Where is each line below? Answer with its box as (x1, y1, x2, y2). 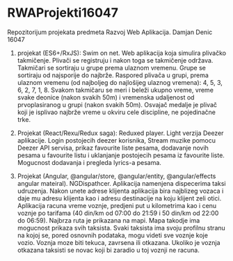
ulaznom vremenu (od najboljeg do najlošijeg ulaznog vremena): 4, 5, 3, (17, 78, 223, 86)
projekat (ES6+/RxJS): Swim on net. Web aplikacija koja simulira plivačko (17, 49, 227, 57)
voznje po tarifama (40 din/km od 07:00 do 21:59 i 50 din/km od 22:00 (17, 209, 219, 217)
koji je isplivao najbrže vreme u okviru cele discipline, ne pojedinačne (17, 108, 216, 116)
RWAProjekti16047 (7, 5, 119, 21)
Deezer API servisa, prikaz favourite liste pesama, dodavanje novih (17, 143, 209, 152)
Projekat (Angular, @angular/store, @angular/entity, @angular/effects (17, 172, 216, 180)
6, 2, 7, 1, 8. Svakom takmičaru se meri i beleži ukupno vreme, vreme (17, 86, 214, 94)
